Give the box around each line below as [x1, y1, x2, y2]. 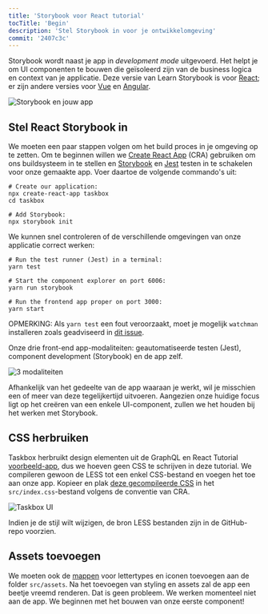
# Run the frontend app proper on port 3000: [8, 298, 162, 306]
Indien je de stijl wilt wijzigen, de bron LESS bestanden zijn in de [8, 518, 220, 527]
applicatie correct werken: [8, 240, 95, 250]
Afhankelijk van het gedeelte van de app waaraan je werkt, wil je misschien [8, 382, 256, 393]
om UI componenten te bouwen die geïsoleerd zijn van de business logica [8, 65, 252, 75]
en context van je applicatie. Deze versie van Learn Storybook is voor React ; [8, 73, 260, 83]
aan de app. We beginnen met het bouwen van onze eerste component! [8, 596, 245, 606]
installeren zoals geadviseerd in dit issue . [8, 328, 145, 337]
